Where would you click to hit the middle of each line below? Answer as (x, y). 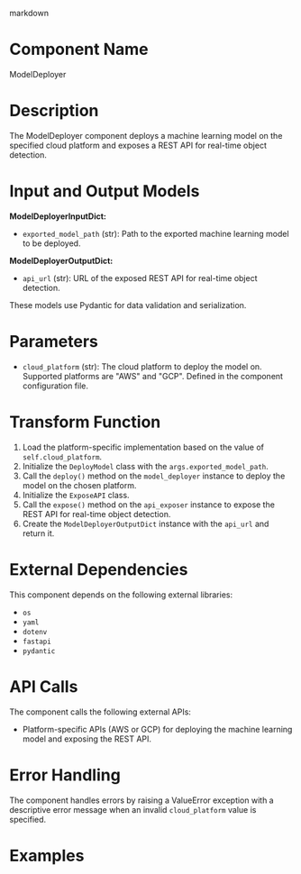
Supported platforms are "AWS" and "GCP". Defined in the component (153, 376)
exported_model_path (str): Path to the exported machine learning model (156, 233)
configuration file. (55, 386)
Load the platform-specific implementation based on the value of (143, 447)
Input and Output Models (105, 191)
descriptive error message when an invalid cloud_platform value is (133, 809)
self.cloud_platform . (62, 456)
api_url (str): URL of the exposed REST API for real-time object (140, 278)
